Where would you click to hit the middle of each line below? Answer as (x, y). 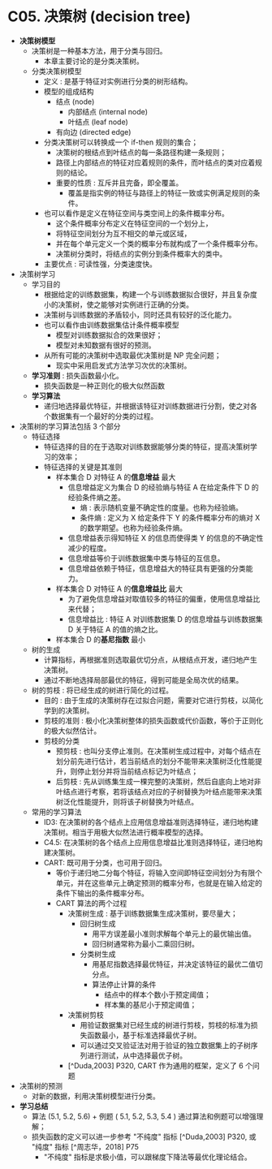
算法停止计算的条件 (124, 984)
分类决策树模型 (56, 71)
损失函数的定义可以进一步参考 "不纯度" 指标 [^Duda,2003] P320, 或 (144, 1137)
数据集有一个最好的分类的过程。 (104, 416)
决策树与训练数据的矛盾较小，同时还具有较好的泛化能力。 (140, 314)
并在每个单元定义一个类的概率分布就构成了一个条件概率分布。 (159, 244)
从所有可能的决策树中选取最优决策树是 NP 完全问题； (132, 355)
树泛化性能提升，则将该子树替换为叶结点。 (127, 801)
